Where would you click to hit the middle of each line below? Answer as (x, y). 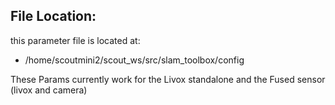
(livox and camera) (49, 90)
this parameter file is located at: (75, 40)
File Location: (53, 16)
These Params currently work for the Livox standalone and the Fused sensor (168, 79)
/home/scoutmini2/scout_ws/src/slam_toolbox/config (134, 60)
